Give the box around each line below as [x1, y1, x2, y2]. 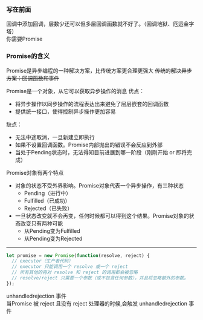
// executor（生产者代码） [11, 258, 74, 264]
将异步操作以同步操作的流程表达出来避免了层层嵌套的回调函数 [14, 100, 169, 107]
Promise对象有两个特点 [6, 169, 64, 176]
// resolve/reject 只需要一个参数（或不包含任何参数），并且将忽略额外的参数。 [11, 275, 189, 281]
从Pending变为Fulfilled [24, 227, 80, 234]
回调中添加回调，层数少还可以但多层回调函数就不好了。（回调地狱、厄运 [6, 20, 184, 28]
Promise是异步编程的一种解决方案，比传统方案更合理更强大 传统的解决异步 [6, 67, 192, 74]
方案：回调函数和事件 [6, 74, 59, 82]
